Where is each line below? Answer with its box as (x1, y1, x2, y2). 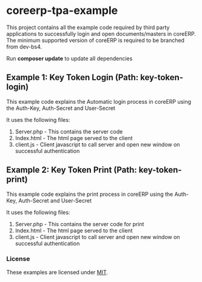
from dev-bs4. (6, 43, 42, 50)
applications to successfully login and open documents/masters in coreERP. (6, 30, 196, 37)
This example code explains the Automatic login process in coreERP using (6, 98, 192, 105)
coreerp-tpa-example (6, 4, 118, 18)
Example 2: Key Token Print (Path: (6, 165, 138, 175)
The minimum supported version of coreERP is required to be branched (6, 36, 185, 44)
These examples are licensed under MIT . (6, 268, 108, 276)
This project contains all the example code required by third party (6, 24, 170, 31)
